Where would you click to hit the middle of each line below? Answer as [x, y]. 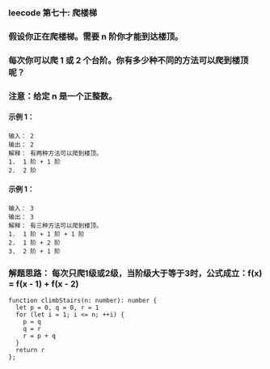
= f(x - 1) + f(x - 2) [44, 284]
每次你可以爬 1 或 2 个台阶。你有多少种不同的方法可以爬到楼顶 [129, 60]
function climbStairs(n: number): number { [83, 301]
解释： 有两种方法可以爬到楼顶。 [55, 153]
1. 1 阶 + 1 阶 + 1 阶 [46, 235]
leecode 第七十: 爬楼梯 [53, 12]
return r [30, 350]
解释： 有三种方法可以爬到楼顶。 [55, 226]
